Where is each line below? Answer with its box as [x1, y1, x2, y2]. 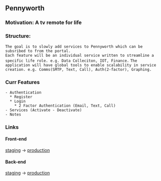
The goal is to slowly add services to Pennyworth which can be [5, 44, 143, 49]
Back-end [5, 158, 26, 165]
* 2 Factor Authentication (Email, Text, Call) [14, 103, 116, 108]
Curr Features [5, 78, 40, 85]
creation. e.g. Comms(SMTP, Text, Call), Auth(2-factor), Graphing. [5, 67, 152, 72]
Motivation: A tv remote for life [5, 19, 82, 26]
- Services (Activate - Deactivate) [5, 108, 82, 113]
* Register [10, 94, 33, 100]
